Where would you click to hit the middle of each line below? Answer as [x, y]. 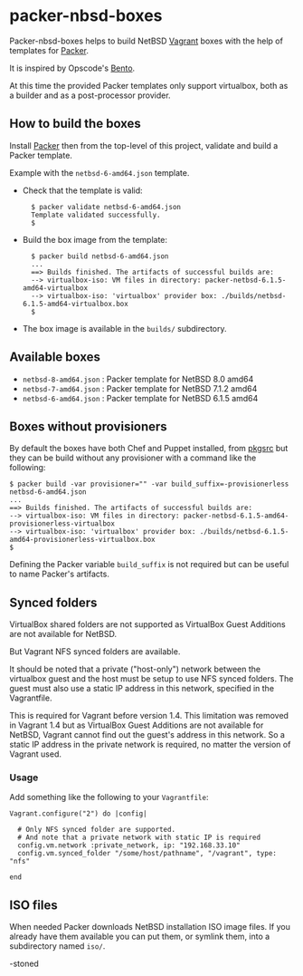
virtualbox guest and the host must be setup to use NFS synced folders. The [151, 679]
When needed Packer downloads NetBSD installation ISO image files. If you [150, 927]
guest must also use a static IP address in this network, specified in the [142, 689]
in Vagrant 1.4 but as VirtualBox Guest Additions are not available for [137, 725]
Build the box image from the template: [95, 239]
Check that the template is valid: [82, 190]
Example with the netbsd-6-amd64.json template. [99, 172]
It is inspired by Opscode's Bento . [72, 68]
